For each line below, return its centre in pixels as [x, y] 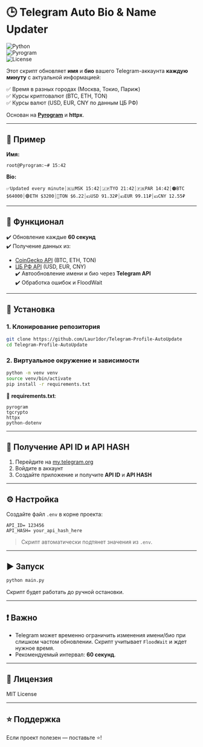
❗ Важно [22, 617]
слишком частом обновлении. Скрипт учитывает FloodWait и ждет [101, 642]
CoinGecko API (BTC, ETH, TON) [56, 260]
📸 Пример [26, 140]
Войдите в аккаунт [39, 468]
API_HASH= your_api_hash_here [44, 530]
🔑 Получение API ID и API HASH [68, 447]
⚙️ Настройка [33, 500]
